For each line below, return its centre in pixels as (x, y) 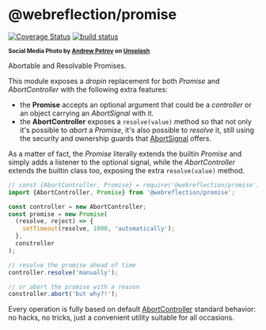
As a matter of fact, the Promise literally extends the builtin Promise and (125, 154)
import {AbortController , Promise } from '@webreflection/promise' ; (122, 192)
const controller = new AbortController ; (78, 207)
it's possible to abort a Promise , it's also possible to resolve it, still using (137, 130)
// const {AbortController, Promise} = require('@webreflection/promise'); (136, 185)
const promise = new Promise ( (58, 214)
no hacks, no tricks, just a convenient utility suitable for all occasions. (122, 317)
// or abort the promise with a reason (74, 286)
